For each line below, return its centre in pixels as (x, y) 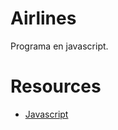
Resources (56, 86)
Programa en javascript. (59, 46)
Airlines (43, 18)
